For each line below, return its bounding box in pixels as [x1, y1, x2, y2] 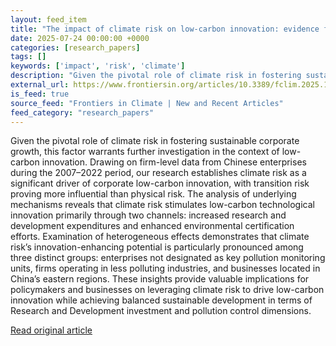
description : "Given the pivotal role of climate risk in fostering [10, 71, 302, 81]
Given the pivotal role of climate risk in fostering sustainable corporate [10, 135, 300, 147]
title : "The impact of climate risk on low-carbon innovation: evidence [10, 24, 320, 34]
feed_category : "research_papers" [10, 107, 155, 118]
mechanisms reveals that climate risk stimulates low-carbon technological [10, 199, 315, 211]
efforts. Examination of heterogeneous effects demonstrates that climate [10, 231, 310, 243]
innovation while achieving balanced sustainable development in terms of [10, 294, 313, 306]
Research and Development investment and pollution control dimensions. [10, 305, 312, 317]
